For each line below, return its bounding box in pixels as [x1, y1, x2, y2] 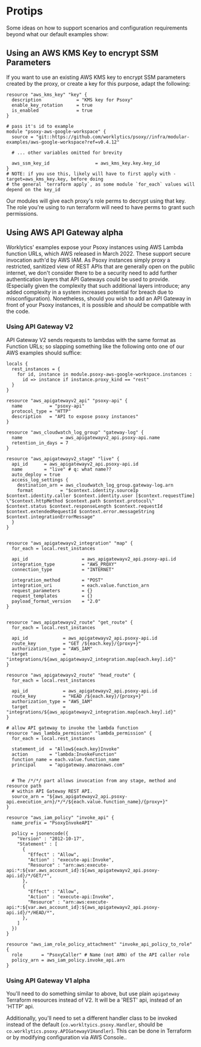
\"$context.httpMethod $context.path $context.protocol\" [6, 498, 155, 504]
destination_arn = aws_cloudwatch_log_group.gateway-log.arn [17, 482, 173, 488]
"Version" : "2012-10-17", [17, 835, 85, 842]
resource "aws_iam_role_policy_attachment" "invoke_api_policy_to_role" [6, 941, 193, 947]
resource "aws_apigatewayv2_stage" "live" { [6, 455, 120, 462]
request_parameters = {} [11, 587, 93, 593]
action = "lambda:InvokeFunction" [11, 751, 117, 758]
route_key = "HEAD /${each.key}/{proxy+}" [11, 693, 144, 699]
